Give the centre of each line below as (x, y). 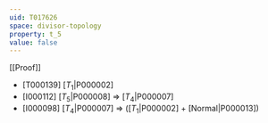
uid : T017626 (33, 17)
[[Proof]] (25, 68)
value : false (33, 42)
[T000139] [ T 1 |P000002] (68, 86)
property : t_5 (36, 34)
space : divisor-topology (55, 26)
